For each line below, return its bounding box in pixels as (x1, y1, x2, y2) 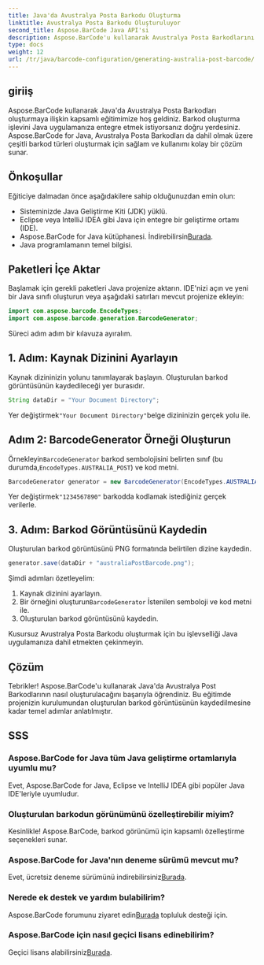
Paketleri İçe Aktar (8, 262, 101, 276)
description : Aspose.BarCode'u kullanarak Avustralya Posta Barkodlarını (8, 33, 255, 42)
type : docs (8, 41, 44, 49)
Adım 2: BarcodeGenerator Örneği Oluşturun (8, 433, 232, 447)
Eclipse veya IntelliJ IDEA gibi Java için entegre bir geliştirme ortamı (19, 214, 240, 225)
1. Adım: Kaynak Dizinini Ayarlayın (8, 351, 178, 365)
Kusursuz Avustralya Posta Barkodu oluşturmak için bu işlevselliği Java (8, 629, 238, 639)
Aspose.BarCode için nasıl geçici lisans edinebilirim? (8, 930, 214, 941)
